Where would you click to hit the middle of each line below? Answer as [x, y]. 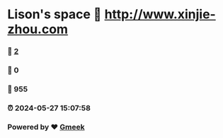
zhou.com [38, 29]
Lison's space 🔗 [55, 14]
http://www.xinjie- [160, 14]
